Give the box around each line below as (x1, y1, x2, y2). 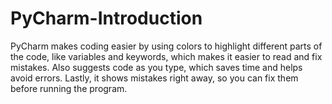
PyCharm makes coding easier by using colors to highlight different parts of (10, 40, 323, 52)
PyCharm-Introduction (10, 7, 203, 30)
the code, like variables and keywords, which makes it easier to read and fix (10, 50, 323, 62)
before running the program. (10, 82, 128, 94)
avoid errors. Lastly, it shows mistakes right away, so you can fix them (10, 72, 299, 84)
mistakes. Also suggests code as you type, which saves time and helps (10, 61, 303, 73)
